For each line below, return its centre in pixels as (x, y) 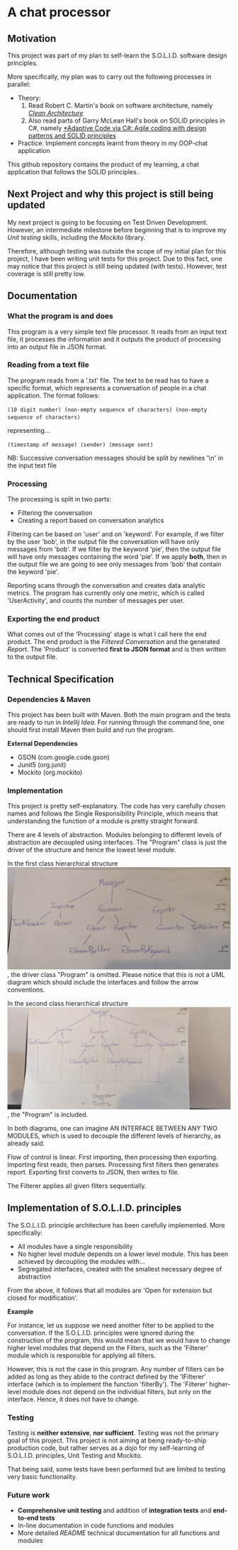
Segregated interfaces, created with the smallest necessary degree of (120, 1269)
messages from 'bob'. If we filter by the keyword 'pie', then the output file (114, 549)
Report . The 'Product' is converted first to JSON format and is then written (117, 650)
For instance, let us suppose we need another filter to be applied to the (111, 1325)
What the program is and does (60, 316)
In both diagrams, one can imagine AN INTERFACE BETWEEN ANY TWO (113, 1128)
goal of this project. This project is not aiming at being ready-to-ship (107, 1441)
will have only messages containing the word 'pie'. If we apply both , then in (117, 557)
